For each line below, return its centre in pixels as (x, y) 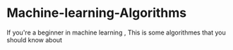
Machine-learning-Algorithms (97, 13)
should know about (35, 39)
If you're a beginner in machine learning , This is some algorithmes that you (116, 32)
